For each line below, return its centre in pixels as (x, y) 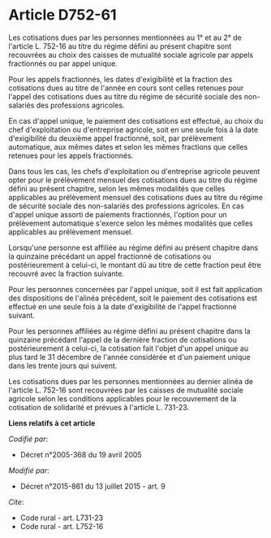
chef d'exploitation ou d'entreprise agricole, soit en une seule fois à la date (133, 129)
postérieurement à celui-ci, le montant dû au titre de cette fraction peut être (135, 265)
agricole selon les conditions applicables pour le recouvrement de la (123, 398)
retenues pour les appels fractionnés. (71, 155)
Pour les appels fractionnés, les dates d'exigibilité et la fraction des (120, 79)
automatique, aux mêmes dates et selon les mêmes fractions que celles (128, 147)
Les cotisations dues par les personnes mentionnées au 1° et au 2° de (125, 37)
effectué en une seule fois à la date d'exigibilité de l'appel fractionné (123, 306)
